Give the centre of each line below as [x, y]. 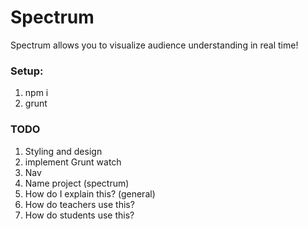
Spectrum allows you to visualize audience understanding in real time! [154, 45]
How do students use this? [79, 215]
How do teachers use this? [79, 204]
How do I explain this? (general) [90, 193]
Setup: [27, 71]
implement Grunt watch [73, 162]
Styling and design [63, 151]
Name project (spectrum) [77, 183]
